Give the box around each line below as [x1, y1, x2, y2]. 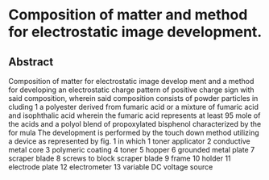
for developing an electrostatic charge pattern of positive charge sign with [8, 85, 255, 94]
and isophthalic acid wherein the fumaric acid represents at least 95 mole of [8, 111, 261, 120]
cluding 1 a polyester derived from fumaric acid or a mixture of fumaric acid [8, 103, 259, 111]
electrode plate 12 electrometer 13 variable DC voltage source [8, 162, 213, 171]
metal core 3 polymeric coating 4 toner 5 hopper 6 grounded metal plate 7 [8, 145, 255, 154]
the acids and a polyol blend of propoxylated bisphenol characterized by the [8, 119, 262, 128]
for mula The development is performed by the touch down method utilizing [8, 128, 259, 137]
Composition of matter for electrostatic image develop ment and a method [8, 77, 255, 86]
